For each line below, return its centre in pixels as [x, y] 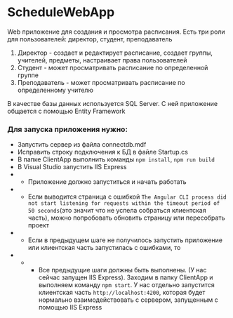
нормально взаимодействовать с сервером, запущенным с [128, 300]
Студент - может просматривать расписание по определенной [113, 67]
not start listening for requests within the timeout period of [124, 204]
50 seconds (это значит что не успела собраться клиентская [117, 211]
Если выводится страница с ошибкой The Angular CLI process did [127, 197]
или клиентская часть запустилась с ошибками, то [104, 248]
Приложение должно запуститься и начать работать [107, 182]
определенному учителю [55, 90]
